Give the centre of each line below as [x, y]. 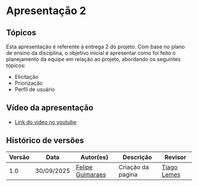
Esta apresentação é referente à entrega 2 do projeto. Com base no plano [95, 46]
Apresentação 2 [46, 11]
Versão [19, 157]
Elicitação [27, 77]
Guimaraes [91, 174]
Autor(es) [94, 157]
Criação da [134, 167]
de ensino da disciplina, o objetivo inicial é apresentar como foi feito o [91, 53]
